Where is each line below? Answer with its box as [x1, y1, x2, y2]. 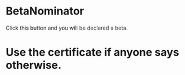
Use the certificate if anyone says [5, 45, 180, 59]
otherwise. [5, 59, 62, 72]
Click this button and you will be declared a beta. [5, 24, 128, 31]
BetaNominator [5, 4, 85, 18]
